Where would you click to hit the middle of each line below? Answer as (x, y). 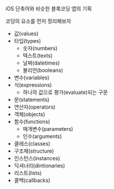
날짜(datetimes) (41, 63)
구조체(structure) (34, 151)
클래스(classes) (32, 144)
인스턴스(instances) (37, 158)
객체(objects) (30, 114)
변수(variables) (32, 77)
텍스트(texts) (38, 55)
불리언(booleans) (43, 70)
